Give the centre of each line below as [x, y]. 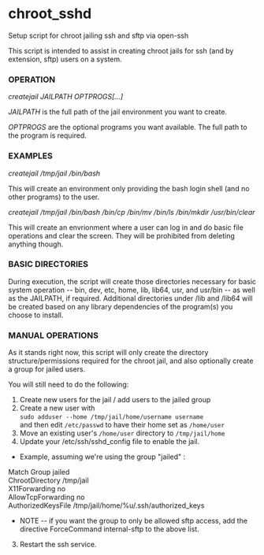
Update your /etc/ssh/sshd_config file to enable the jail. [110, 442]
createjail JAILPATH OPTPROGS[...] [66, 97]
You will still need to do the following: [69, 385]
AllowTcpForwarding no [46, 498]
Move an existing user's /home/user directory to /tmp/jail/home [122, 433]
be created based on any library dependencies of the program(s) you [121, 306]
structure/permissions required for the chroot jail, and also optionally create [131, 361]
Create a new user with [57, 408]
